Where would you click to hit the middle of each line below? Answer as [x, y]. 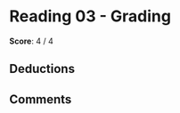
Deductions [42, 69]
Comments [41, 99]
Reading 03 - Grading [90, 16]
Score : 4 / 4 [31, 41]
